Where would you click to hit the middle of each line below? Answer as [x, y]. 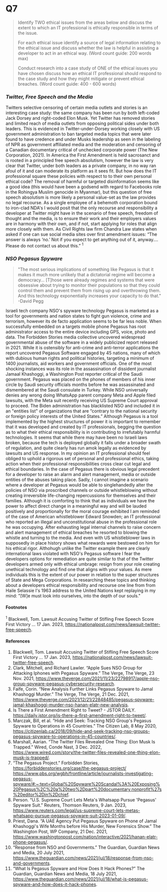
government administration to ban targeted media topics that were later [79, 134]
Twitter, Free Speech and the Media [49, 96]
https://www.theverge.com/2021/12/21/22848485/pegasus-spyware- [83, 700]
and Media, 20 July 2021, [39, 853]
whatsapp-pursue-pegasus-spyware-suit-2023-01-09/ [69, 816]
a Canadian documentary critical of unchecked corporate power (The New [82, 150]
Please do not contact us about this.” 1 [45, 245]
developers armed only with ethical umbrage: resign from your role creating [83, 564]
